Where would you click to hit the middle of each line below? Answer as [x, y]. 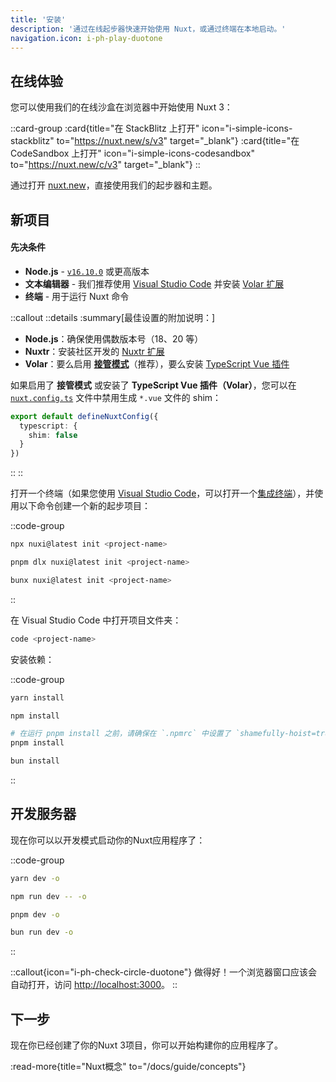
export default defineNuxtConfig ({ [84, 416]
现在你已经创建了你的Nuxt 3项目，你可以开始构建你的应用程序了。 [146, 1045]
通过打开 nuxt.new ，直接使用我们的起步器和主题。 [114, 185]
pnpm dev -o [35, 914]
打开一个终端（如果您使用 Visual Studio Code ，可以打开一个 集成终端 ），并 [162, 493]
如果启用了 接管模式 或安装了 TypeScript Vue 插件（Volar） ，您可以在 [153, 385]
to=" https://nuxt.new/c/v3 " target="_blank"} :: [105, 165]
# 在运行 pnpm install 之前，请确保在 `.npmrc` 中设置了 [121, 734]
